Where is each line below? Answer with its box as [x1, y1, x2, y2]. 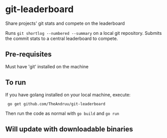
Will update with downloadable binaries [5, 125, 133, 133]
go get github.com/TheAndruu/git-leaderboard [7, 101, 106, 107]
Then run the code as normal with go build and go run [5, 110, 119, 116]
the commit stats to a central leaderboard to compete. [5, 35, 118, 41]
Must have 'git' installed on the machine [5, 63, 89, 69]
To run [5, 78, 26, 87]
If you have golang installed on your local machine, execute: [5, 91, 131, 98]
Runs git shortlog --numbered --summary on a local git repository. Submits [5, 30, 162, 36]
